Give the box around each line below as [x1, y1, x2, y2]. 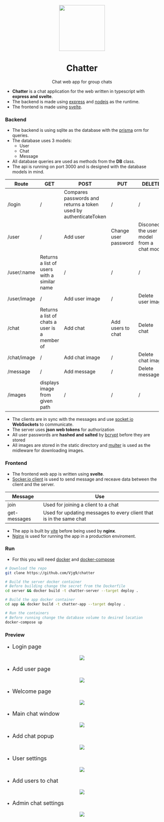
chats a [40, 318, 57, 325]
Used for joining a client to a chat [43, 501, 119, 508]
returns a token [63, 201, 99, 208]
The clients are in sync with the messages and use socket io [12, 416, 134, 422]
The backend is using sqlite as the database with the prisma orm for [12, 127, 149, 133]
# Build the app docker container [5, 597, 76, 602]
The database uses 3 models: [12, 138, 72, 144]
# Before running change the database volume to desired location [5, 615, 143, 620]
